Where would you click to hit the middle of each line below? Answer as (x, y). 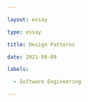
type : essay (24, 32)
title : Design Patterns (41, 44)
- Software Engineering (47, 82)
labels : (18, 70)
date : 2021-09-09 (32, 57)
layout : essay (27, 19)
